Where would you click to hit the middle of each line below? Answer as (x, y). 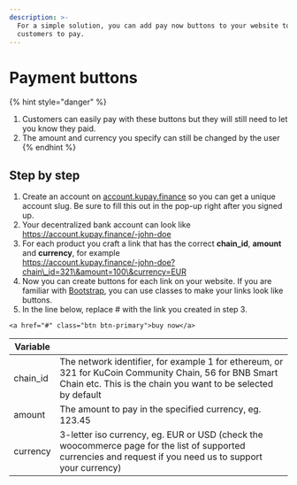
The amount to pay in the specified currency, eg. (160, 410)
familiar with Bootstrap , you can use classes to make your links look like (152, 291)
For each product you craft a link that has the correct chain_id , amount (152, 243)
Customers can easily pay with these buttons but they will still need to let (155, 119)
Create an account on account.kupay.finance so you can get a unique (149, 196)
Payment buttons (74, 77)
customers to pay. (51, 34)
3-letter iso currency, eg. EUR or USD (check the (161, 435)
